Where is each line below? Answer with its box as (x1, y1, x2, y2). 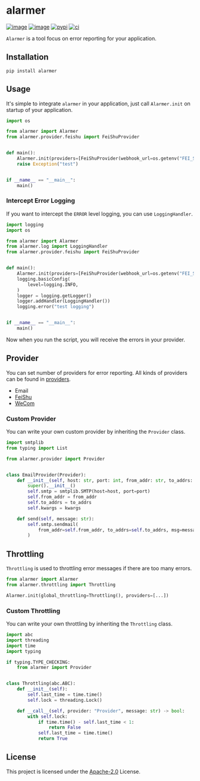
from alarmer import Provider (17, 665, 92, 671)
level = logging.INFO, (27, 281, 79, 288)
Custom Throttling (6, 606, 61, 615)
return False (48, 724, 82, 730)
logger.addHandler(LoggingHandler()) (17, 298, 111, 304)
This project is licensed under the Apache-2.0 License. (6, 768, 141, 775)
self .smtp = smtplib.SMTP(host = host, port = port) (27, 488, 151, 494)
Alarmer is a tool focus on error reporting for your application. (6, 35, 157, 42)
